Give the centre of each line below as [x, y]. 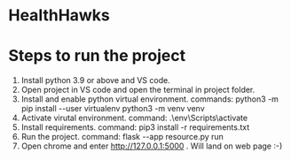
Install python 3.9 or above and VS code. [95, 80]
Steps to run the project [97, 56]
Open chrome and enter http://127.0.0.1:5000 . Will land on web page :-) [152, 146]
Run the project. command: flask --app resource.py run [122, 137]
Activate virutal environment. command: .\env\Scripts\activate [134, 118]
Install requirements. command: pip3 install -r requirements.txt [135, 127]
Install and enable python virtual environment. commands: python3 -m [149, 99]
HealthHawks [59, 15]
